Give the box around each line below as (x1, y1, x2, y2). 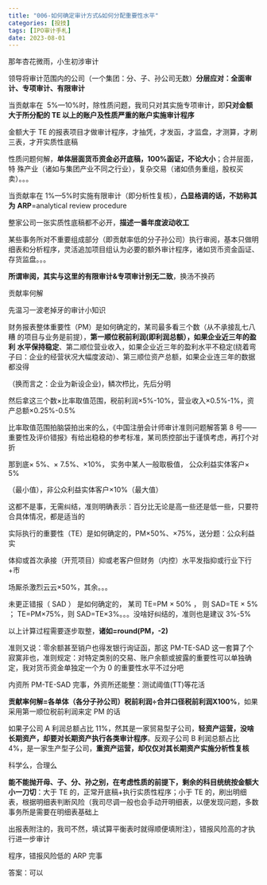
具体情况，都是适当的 (14, 512, 85, 521)
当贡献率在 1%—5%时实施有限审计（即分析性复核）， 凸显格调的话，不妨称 (8, 191, 250, 201)
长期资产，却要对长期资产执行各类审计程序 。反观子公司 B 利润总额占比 (8, 734, 240, 743)
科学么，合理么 (8, 761, 57, 770)
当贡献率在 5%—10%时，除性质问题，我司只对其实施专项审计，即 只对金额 (8, 100, 253, 110)
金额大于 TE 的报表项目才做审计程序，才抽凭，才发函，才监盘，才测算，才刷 (8, 127, 258, 137)
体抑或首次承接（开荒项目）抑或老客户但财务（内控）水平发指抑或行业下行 (8, 556, 252, 565)
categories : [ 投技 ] (8, 19, 71, 27)
